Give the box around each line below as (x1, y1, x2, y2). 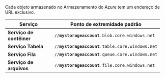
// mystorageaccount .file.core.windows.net (54, 63, 155, 68)
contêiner (7, 35, 31, 42)
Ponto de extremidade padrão (70, 21, 141, 27)
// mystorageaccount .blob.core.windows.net (54, 33, 155, 38)
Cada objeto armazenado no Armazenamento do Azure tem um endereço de (5, 4, 160, 10)
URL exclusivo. (5, 9, 35, 15)
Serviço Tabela (7, 43, 44, 50)
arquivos (7, 65, 28, 72)
